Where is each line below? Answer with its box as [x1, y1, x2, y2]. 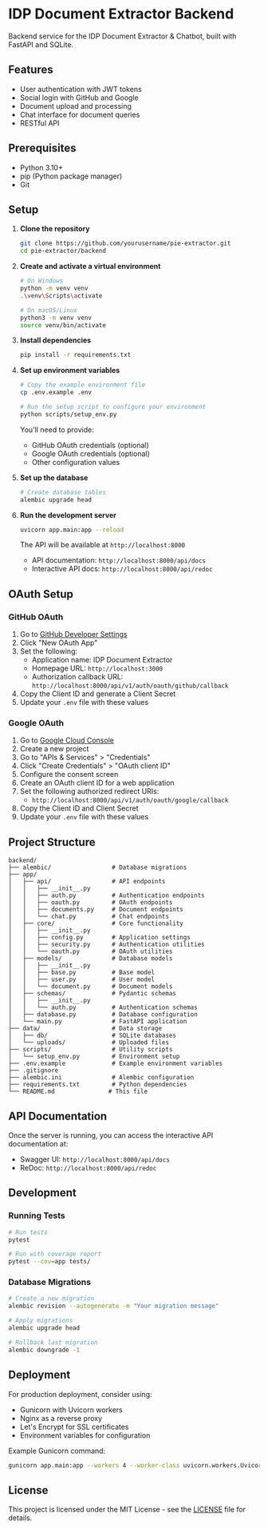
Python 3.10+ [19, 162, 64, 172]
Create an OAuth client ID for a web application [19, 778, 175, 788]
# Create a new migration [8, 1295, 94, 1303]
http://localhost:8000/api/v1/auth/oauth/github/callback [31, 682, 229, 690]
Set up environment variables [19, 366, 120, 375]
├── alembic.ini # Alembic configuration [8, 1074, 195, 1082]
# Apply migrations [8, 1317, 73, 1325]
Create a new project [19, 744, 89, 754]
